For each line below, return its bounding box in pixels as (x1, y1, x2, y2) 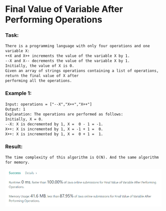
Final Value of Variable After (5, 3, 123, 15)
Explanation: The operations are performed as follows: (5, 112, 123, 117)
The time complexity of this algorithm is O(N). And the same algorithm (5, 155, 159, 160)
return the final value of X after (5, 73, 79, 78)
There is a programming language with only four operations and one (5, 44, 150, 49)
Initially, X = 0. (5, 117, 43, 122)
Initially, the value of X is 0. (5, 64, 75, 69)
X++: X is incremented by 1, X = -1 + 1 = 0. (5, 127, 103, 132)
